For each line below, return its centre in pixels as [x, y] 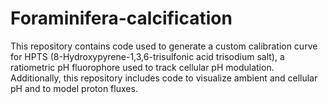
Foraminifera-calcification [121, 18]
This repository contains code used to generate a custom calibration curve [164, 46]
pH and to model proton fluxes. [74, 88]
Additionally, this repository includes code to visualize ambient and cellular [164, 78]
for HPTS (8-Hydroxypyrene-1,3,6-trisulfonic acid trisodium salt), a [147, 56]
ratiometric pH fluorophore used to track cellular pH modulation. [142, 67]
